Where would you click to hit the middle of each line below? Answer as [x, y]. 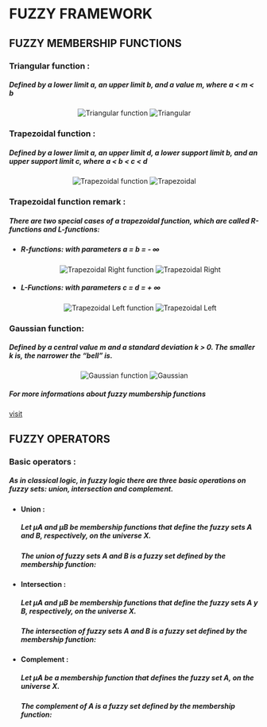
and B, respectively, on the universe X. [86, 536]
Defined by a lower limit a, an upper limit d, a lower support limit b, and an [133, 153]
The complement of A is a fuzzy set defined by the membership [128, 706]
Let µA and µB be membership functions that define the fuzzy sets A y [139, 602]
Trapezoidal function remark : [68, 202]
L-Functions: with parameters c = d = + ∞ [91, 288]
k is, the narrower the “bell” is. [61, 356]
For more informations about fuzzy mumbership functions [107, 394]
